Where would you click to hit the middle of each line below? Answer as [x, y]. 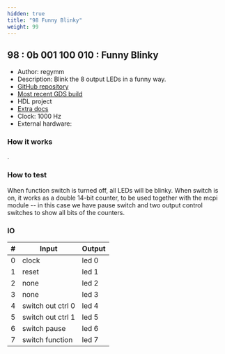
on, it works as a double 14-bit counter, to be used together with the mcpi [113, 198]
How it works [30, 142]
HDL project [34, 101]
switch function [47, 340]
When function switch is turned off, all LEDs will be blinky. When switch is [113, 190]
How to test [27, 175]
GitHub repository [43, 87]
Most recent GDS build [50, 94]
